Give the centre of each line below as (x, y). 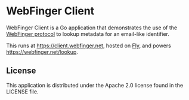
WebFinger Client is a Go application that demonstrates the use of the (92, 28)
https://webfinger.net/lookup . (42, 51)
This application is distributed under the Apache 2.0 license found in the (95, 85)
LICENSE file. (22, 92)
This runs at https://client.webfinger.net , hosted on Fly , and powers (89, 46)
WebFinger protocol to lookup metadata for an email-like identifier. (88, 34)
